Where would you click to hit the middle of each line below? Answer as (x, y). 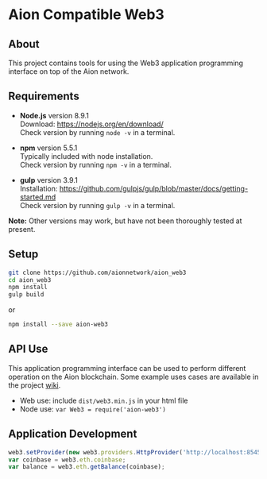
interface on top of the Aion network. (69, 71)
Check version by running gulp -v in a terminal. (97, 205)
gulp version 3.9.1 (48, 180)
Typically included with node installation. (86, 156)
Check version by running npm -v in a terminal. (96, 164)
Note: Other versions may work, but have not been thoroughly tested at (125, 221)
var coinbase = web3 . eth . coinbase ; (67, 460)
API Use (28, 349)
